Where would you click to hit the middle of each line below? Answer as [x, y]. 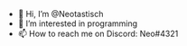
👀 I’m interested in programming [78, 23]
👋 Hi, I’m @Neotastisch [61, 14]
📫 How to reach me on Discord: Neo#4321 [98, 33]
